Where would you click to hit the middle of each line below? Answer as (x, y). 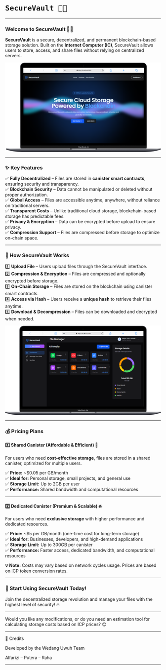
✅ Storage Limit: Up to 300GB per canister (49, 545)
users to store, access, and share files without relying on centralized (75, 50)
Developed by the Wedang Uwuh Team (45, 648)
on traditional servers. (27, 205)
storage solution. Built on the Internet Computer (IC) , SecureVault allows (79, 45)
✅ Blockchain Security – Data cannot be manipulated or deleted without (79, 189)
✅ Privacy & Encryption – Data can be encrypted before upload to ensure (80, 221)
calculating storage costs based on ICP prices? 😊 (56, 624)
